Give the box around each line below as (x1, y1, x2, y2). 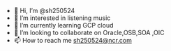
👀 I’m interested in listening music (13, 14, 111, 22)
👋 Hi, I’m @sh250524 (13, 7, 75, 14)
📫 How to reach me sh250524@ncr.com (13, 37, 133, 44)
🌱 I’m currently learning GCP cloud (13, 21, 114, 29)
